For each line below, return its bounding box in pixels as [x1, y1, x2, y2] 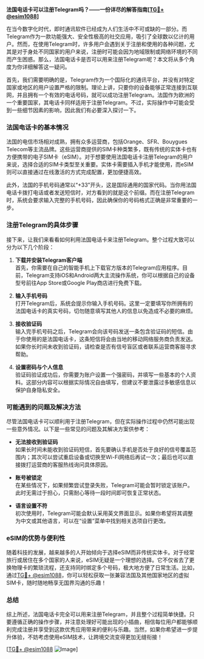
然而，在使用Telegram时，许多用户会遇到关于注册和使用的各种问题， [16, 41, 189, 47]
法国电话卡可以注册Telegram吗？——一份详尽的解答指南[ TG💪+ [6, 6, 165, 13]
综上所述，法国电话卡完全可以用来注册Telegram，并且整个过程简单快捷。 [6, 610, 189, 618]
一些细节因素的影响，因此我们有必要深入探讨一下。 [11, 106, 140, 114]
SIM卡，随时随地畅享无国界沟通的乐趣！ [6, 579, 107, 587]
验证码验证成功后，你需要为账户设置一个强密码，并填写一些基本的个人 [15, 370, 191, 378]
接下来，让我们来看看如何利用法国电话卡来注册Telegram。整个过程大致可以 [6, 236, 195, 243]
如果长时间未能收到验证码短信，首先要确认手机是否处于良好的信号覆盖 [15, 446, 191, 453]
